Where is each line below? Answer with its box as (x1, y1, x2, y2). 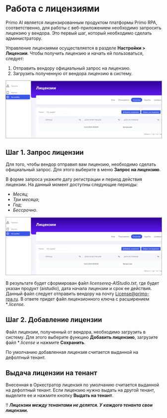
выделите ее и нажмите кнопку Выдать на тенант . (5, 393, 113, 399)
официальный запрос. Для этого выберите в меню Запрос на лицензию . (5, 167, 161, 173)
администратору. (5, 35, 43, 41)
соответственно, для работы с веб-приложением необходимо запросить (5, 24, 162, 30)
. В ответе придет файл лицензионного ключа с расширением (17, 296, 150, 302)
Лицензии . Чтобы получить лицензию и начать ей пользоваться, (5, 50, 144, 56)
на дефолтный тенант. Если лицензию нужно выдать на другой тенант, (5, 387, 155, 393)
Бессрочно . (12, 207, 38, 213)
